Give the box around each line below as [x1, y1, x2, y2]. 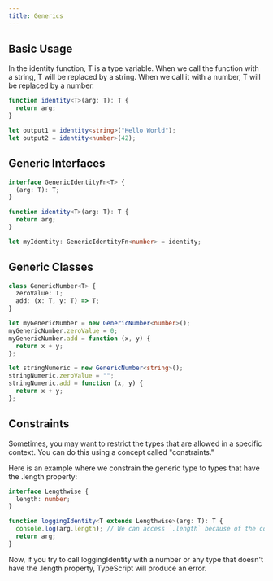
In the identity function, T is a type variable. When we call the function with [8, 63, 260, 73]
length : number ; [15, 495, 71, 503]
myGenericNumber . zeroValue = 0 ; [8, 326, 118, 334]
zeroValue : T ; [15, 290, 63, 298]
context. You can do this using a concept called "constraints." [8, 447, 215, 456]
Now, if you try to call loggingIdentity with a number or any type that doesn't [8, 554, 264, 564]
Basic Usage [8, 42, 73, 56]
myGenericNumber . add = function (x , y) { [8, 334, 151, 343]
